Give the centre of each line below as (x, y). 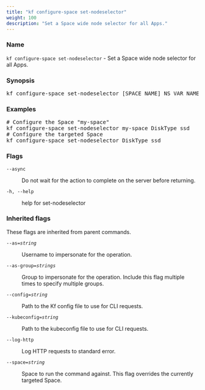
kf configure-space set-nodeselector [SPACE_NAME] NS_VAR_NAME (103, 93)
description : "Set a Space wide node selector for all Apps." (87, 23)
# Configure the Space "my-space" (58, 122)
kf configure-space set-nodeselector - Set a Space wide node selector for (101, 58)
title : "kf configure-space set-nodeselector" (67, 12)
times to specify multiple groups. (63, 283)
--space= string (26, 362)
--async (16, 169)
